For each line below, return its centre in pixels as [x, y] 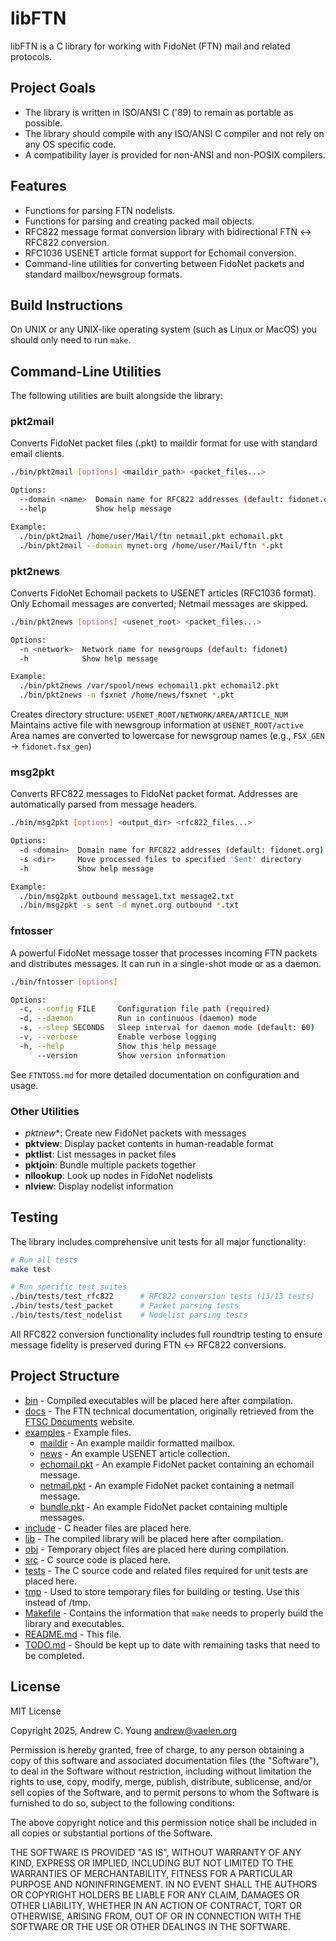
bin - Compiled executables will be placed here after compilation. [159, 1400]
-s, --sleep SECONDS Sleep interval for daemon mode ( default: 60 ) [167, 1028]
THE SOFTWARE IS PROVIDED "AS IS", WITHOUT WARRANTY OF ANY [156, 1852]
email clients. [37, 454]
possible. [43, 123]
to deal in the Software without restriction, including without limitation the [161, 1771]
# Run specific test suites [69, 1287]
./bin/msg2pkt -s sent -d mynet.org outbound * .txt [129, 905]
